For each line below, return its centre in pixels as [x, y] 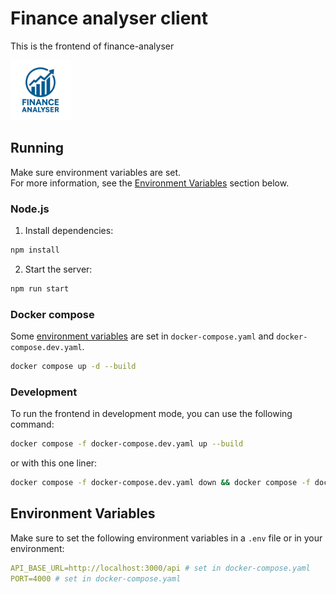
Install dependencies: [69, 231]
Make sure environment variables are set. [96, 172]
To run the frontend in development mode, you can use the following [151, 414]
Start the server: [58, 269]
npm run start [40, 288]
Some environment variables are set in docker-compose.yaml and [142, 336]
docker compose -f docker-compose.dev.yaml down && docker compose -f [160, 483]
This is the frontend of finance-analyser [92, 46]
